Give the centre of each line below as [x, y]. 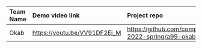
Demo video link [56, 15]
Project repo [145, 15]
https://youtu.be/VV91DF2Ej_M [77, 33]
